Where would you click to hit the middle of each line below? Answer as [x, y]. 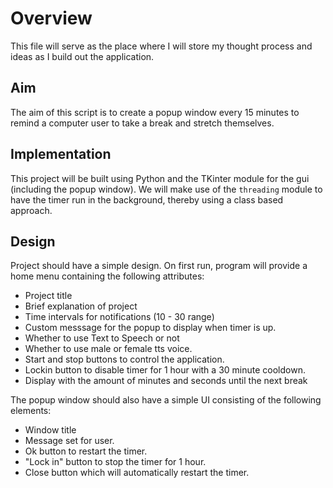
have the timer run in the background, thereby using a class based [147, 199]
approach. [31, 210]
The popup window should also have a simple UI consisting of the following [166, 400]
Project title [48, 296]
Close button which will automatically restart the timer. [137, 473]
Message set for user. [69, 441]
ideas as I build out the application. [82, 56]
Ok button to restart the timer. [86, 451]
